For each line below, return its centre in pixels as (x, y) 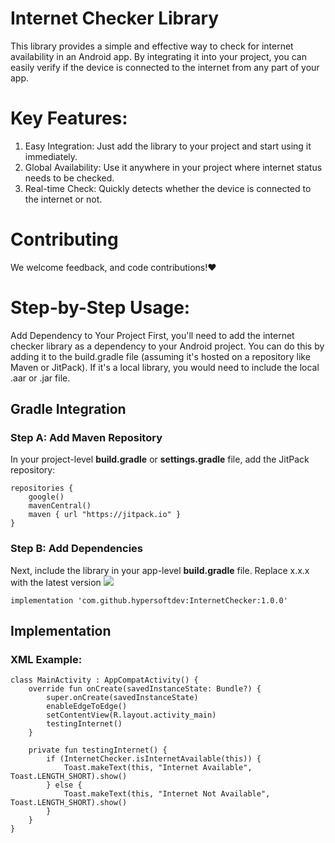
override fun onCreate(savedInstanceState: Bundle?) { (145, 689)
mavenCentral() (60, 506)
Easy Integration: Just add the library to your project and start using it (168, 146)
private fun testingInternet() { (98, 750)
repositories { (42, 488)
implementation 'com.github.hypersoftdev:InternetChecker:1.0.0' (149, 600)
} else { (64, 785)
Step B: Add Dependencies (76, 549)
